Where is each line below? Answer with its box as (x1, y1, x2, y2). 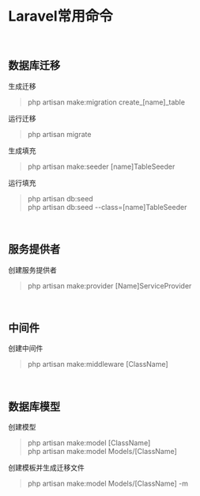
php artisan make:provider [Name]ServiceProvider (27, 280, 192, 290)
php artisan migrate (27, 129, 92, 139)
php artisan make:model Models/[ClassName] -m (27, 479, 188, 488)
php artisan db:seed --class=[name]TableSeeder (27, 202, 187, 212)
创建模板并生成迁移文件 (8, 463, 85, 472)
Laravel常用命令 (8, 7, 113, 25)
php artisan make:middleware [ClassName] (27, 360, 168, 369)
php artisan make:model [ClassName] (27, 438, 151, 448)
